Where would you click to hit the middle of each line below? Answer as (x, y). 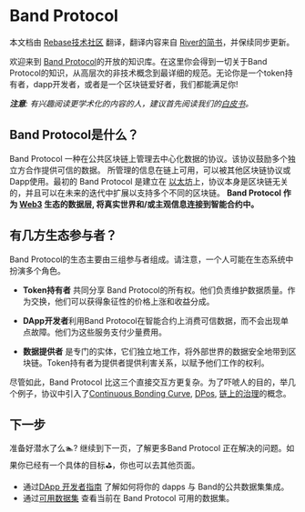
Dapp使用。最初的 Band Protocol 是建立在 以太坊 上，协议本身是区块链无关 (149, 181)
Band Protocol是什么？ (74, 135)
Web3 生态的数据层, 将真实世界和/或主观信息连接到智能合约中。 (139, 204)
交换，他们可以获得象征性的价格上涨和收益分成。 (122, 301)
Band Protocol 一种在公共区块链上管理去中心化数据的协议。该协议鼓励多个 (149, 158)
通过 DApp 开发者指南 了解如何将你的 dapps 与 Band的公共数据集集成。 (156, 487)
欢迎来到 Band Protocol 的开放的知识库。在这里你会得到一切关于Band (138, 61)
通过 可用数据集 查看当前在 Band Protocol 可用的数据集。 (128, 498)
